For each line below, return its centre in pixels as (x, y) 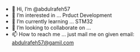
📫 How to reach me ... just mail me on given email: (73, 34)
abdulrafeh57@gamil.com (43, 43)
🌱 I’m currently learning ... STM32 (52, 21)
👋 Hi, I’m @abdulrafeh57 (41, 9)
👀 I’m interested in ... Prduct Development (62, 15)
